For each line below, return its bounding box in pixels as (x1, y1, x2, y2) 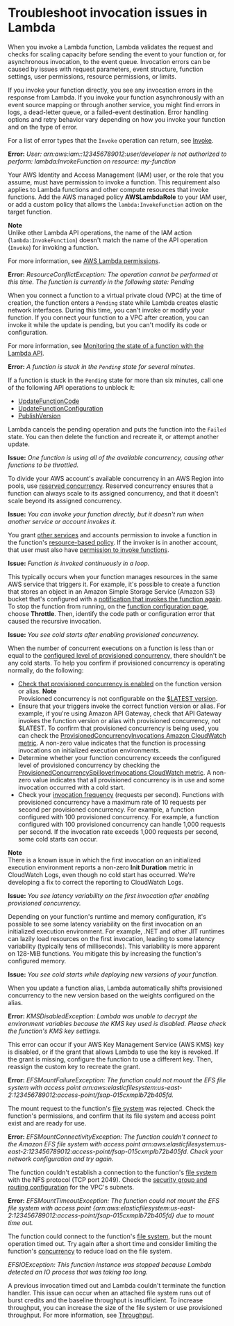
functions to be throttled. (8, 461, 79, 469)
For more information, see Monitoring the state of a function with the (8, 341, 204, 349)
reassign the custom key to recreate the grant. (8, 1062, 141, 1071)
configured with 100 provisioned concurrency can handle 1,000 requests (17, 820, 226, 828)
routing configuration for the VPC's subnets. (8, 1183, 135, 1191)
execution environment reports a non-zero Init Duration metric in (8, 863, 194, 871)
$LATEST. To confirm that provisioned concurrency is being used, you (17, 724, 219, 732)
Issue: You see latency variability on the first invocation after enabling (8, 891, 210, 899)
